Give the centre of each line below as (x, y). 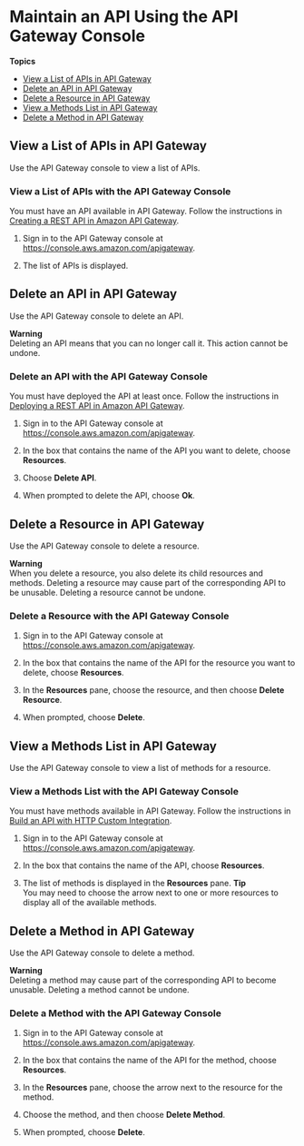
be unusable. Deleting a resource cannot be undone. (108, 592)
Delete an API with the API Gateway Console (109, 376)
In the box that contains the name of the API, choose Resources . (143, 865)
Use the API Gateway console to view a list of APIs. (105, 168)
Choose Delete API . (59, 478)
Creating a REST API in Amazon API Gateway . (94, 221)
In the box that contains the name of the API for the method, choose (149, 1061)
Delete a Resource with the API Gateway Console (119, 616)
